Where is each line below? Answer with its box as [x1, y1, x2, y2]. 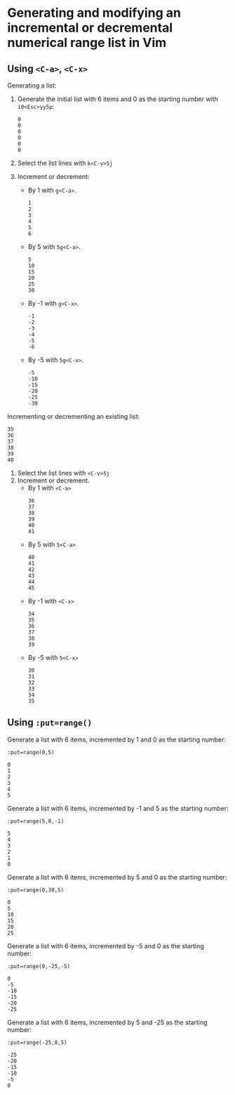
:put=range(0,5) [7, 748, 55, 755]
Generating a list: [7, 81, 57, 89]
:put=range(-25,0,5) [7, 1039, 68, 1046]
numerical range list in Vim [7, 35, 167, 51]
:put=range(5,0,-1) [7, 817, 65, 825]
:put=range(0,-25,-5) [7, 962, 71, 969]
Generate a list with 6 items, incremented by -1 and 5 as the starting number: [7, 804, 229, 812]
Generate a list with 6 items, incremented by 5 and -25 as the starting [7, 1018, 208, 1026]
